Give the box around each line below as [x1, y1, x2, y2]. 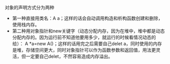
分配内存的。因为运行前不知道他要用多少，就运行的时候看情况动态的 [12, 35, 156, 40]
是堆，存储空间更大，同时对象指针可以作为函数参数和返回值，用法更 [12, 47, 156, 53]
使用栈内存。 [12, 22, 39, 27]
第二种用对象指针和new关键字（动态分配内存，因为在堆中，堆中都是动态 [12, 28, 165, 34]
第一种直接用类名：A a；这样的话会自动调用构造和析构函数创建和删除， [12, 15, 163, 21]
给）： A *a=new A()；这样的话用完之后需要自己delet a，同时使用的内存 [12, 41, 162, 47]
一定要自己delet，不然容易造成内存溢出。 [26, 53, 113, 59]
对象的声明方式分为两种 [5, 5, 54, 10]
